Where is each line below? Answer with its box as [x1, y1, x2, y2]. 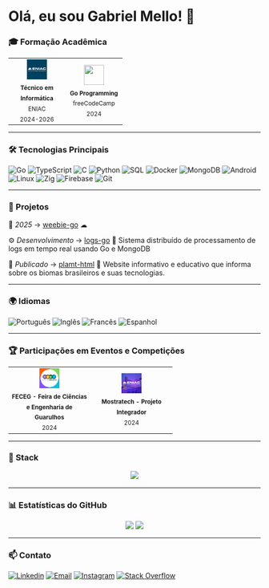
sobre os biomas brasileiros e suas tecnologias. [8, 268, 166, 278]
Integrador [116, 408, 147, 416]
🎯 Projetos [8, 201, 50, 213]
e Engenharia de [26, 403, 74, 412]
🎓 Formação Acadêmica [8, 36, 107, 47]
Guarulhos [34, 413, 65, 422]
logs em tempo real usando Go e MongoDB [8, 244, 151, 253]
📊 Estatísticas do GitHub [8, 499, 107, 510]
